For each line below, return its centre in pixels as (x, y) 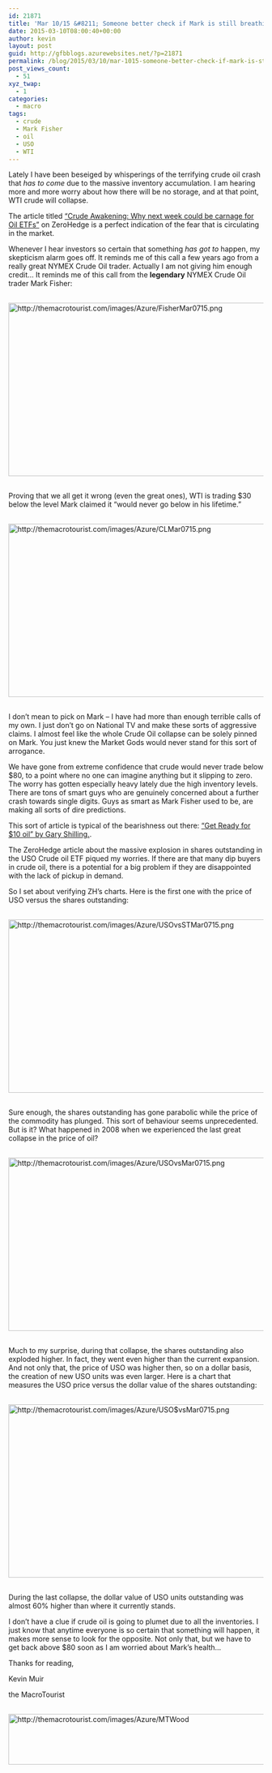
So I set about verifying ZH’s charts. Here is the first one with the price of (130, 892)
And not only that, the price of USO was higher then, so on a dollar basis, (130, 1368)
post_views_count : (39, 69)
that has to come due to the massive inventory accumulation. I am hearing (132, 183)
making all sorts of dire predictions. (68, 810)
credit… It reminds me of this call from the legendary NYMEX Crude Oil (127, 275)
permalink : (27, 62)
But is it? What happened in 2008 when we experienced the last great (125, 1130)
